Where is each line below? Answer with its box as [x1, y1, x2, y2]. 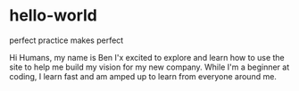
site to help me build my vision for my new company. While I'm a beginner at [9, 62, 290, 72]
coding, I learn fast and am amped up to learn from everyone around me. [9, 70, 277, 81]
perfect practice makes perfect [9, 35, 124, 45]
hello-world [9, 5, 98, 26]
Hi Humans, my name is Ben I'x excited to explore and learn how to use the [9, 52, 286, 62]
